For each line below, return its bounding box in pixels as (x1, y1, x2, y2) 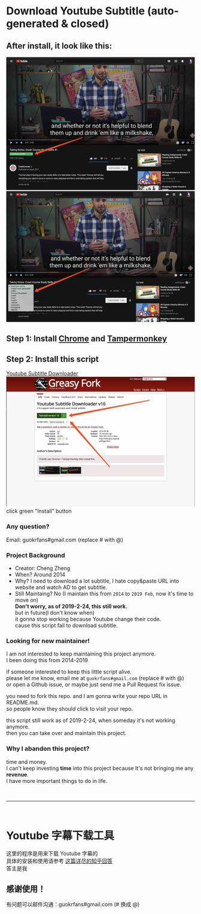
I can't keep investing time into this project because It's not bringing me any (6, 764, 194, 772)
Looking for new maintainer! (6, 636, 90, 645)
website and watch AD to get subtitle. (14, 584, 108, 591)
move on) (14, 596, 39, 604)
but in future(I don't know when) (14, 609, 95, 617)
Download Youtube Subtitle (6, 4, 145, 18)
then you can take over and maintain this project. (6, 730, 127, 737)
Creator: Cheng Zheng (14, 565, 71, 572)
